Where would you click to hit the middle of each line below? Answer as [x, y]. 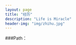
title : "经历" [19, 14]
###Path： [16, 38]
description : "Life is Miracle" [38, 19]
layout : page [19, 10]
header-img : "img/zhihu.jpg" [35, 23]
